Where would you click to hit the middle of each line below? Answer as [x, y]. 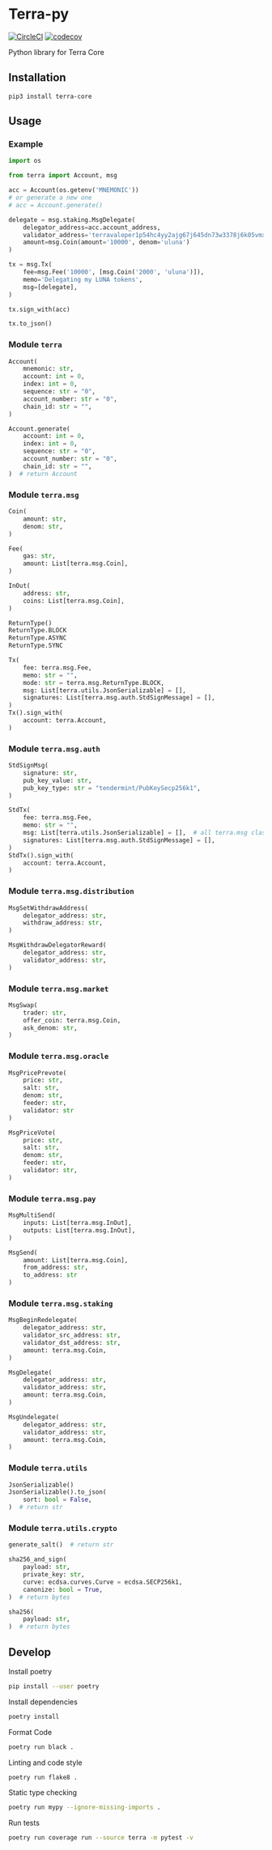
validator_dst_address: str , [72, 1342]
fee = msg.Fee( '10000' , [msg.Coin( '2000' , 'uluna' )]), [114, 272]
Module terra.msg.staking [61, 1303]
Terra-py [39, 14]
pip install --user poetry [54, 1686]
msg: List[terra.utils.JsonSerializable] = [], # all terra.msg [136, 833]
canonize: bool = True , [63, 1589]
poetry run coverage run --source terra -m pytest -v [101, 1838]
